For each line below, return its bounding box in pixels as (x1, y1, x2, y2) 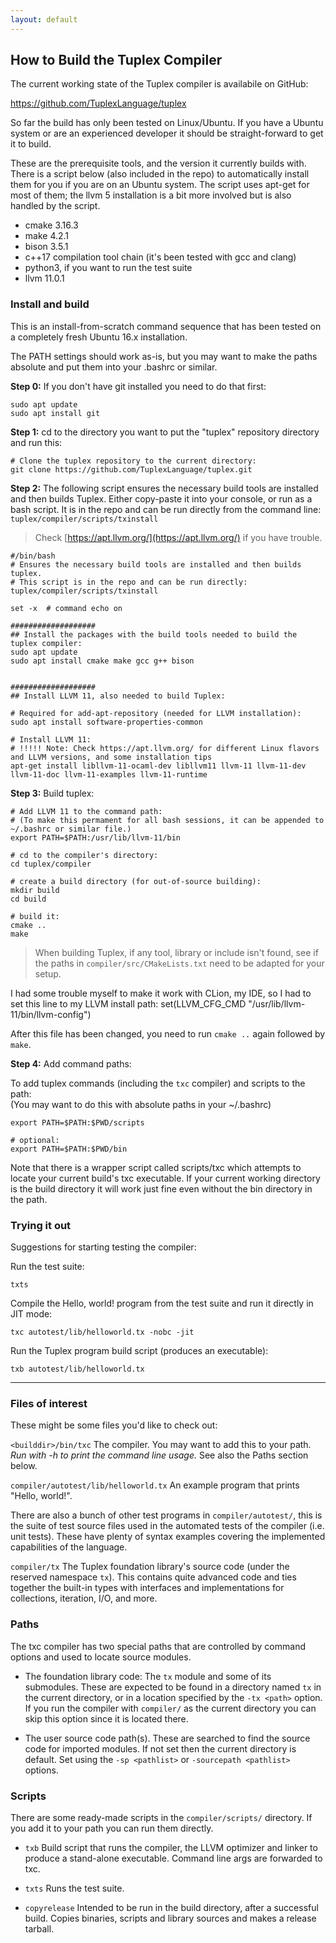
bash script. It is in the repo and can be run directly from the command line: (10, 503, 322, 515)
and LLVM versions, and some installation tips (10, 752, 213, 762)
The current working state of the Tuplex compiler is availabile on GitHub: (10, 78, 309, 90)
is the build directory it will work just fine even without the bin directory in (10, 1182, 313, 1195)
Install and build (10, 297, 90, 311)
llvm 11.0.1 (24, 272, 65, 285)
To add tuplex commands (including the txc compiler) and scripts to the (10, 1077, 306, 1089)
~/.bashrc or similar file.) (10, 824, 132, 834)
